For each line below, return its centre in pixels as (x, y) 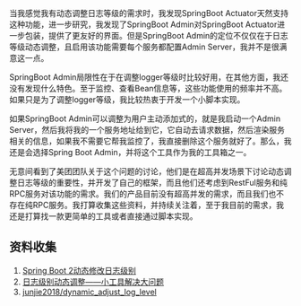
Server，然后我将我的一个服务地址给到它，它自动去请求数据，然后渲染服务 (147, 130)
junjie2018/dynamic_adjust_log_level (89, 292)
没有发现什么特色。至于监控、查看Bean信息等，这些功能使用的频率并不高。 (148, 88)
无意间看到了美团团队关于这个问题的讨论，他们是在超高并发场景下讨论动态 (146, 171)
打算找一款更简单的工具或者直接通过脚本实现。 (111, 216)
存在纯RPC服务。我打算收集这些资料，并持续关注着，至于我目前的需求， (143, 205)
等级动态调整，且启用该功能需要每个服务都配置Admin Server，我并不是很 (144, 47)
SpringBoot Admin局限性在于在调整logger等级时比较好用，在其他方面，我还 (149, 77)
